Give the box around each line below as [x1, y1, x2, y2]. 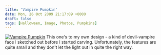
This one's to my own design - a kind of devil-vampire [46, 34, 155, 40]
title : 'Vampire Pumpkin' [5, 7, 58, 12]
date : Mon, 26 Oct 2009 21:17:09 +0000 [5, 12, 86, 17]
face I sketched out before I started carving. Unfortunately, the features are [5, 39, 156, 45]
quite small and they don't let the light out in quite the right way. [5, 44, 133, 50]
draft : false [5, 16, 32, 21]
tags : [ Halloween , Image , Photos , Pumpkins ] [5, 20, 97, 26]
